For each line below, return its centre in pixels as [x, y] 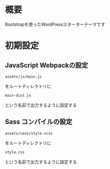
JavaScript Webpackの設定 [47, 65]
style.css [15, 152]
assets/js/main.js [23, 76]
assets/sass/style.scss [29, 133]
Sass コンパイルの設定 [39, 122]
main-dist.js [18, 95]
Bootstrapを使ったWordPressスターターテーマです [55, 24]
